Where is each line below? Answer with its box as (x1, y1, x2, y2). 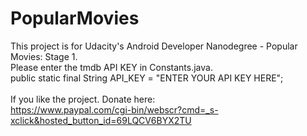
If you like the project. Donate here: (10, 93, 156, 105)
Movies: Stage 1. (10, 50, 78, 62)
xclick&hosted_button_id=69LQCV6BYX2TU (10, 114, 192, 126)
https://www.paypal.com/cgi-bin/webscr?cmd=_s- (10, 103, 219, 116)
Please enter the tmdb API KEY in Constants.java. (10, 61, 213, 73)
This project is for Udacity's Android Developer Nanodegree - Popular (10, 40, 298, 52)
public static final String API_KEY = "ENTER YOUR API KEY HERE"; (10, 72, 284, 84)
